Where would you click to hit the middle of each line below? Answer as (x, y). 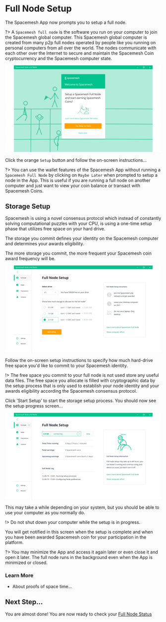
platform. (14, 543)
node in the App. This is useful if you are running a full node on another (78, 180)
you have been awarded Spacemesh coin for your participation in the (76, 537)
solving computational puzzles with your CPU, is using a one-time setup (79, 223)
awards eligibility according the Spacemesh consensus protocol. (71, 391)
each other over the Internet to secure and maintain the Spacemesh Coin (80, 53)
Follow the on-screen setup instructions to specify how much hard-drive (79, 360)
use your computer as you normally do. (45, 513)
